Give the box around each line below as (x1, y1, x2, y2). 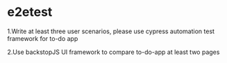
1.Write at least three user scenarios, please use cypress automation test (7, 27, 215, 35)
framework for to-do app (7, 34, 78, 42)
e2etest (7, 4, 53, 20)
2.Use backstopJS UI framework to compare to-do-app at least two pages (7, 48, 220, 56)
